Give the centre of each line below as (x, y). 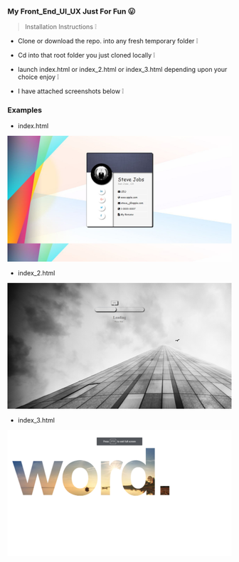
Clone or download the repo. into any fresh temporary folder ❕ (108, 41)
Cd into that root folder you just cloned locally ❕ (86, 55)
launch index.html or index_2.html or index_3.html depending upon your (122, 70)
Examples (25, 110)
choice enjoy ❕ (38, 77)
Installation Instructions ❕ (61, 27)
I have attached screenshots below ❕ (71, 91)
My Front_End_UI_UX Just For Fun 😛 (71, 11)
